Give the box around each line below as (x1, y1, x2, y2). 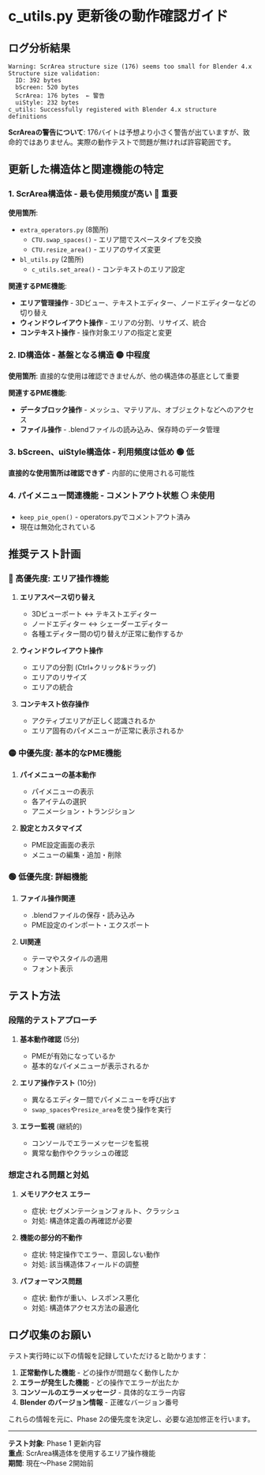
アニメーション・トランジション (31, 806, 136, 816)
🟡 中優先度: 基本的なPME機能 (8, 748, 121, 759)
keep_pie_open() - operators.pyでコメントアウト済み (19, 512, 191, 521)
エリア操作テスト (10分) (19, 1078, 97, 1087)
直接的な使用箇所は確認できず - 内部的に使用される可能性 (8, 468, 196, 478)
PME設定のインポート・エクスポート (31, 920, 151, 930)
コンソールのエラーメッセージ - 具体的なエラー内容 (19, 1387, 186, 1397)
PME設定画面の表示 (31, 840, 95, 849)
